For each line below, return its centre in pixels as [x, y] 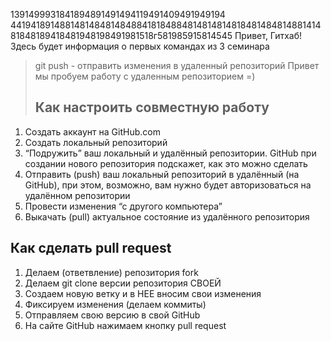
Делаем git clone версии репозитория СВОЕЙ [123, 283]
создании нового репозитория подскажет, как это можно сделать [166, 163]
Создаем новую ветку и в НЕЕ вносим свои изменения [143, 293]
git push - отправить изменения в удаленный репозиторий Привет [177, 65]
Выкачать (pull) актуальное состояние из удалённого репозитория [167, 216]
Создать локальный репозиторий [96, 142]
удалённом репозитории [77, 195]
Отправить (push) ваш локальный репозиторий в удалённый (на [162, 174]
